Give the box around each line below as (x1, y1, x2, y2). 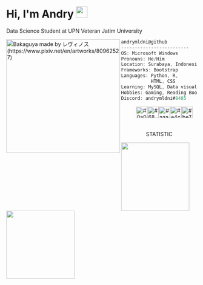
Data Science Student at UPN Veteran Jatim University (6, 27, 142, 34)
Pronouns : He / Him (121, 56, 165, 62)
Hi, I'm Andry (6, 7, 74, 21)
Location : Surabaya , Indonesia (121, 61, 200, 68)
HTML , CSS (150, 79, 176, 85)
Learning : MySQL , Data (121, 84, 179, 90)
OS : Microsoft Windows (121, 50, 179, 56)
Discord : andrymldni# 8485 (121, 95, 187, 101)
